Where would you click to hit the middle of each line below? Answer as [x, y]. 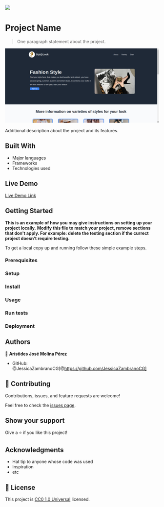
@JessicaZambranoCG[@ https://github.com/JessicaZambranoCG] [79, 368]
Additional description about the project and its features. [62, 131]
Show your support [35, 421]
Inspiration [23, 467]
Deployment [20, 326]
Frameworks [25, 163]
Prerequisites [21, 261]
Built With [20, 146]
